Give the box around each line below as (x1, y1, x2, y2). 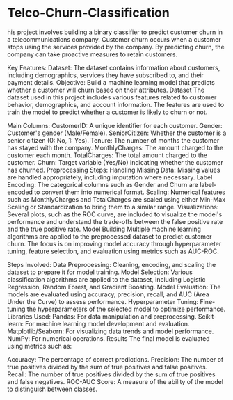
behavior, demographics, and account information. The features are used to (7, 100, 225, 109)
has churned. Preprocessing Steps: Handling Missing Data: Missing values (7, 166, 220, 174)
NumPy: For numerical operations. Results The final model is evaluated (7, 334, 210, 342)
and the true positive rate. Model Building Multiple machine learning (7, 225, 202, 233)
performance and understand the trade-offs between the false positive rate (7, 217, 223, 225)
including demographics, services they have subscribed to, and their (7, 71, 204, 79)
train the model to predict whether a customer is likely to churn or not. (7, 108, 208, 116)
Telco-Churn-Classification (7, 5, 170, 21)
